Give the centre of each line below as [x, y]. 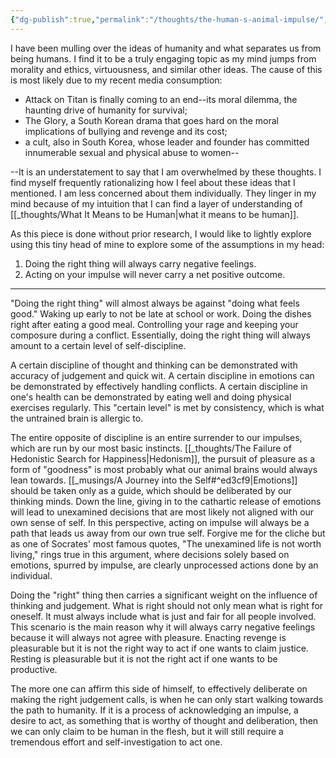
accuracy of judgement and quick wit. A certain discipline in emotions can [162, 375]
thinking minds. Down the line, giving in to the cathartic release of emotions [166, 501]
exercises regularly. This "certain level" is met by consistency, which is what [167, 407]
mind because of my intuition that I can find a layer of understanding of [156, 203]
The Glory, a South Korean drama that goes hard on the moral [151, 120]
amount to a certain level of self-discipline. [98, 345]
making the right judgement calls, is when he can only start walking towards [167, 699]
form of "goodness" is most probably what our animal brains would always [164, 469]
